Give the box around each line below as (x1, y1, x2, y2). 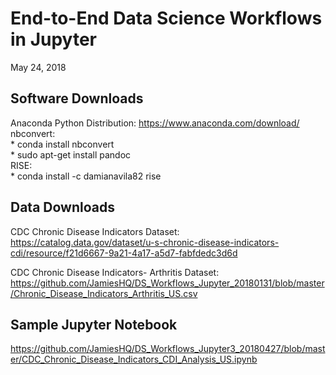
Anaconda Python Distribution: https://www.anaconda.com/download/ (10, 117, 300, 129)
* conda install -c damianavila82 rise (10, 170, 162, 182)
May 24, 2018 (10, 61, 67, 73)
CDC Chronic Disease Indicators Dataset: (10, 225, 180, 237)
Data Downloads (10, 199, 115, 216)
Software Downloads (10, 90, 144, 107)
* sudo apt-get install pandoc (10, 148, 132, 161)
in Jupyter (10, 28, 97, 51)
